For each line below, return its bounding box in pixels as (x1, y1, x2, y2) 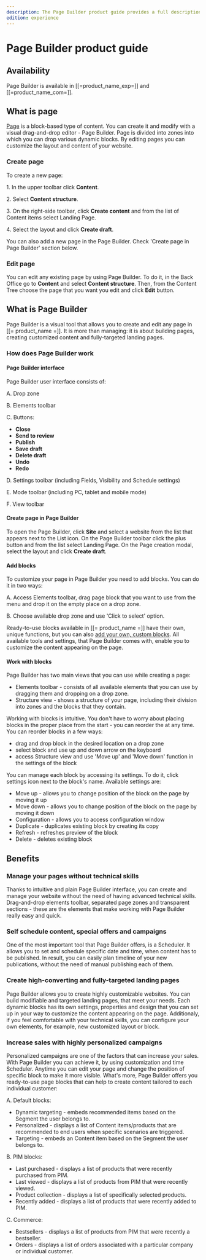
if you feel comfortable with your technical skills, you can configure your (6, 1016, 189, 1023)
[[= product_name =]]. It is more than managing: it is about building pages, (6, 327, 195, 334)
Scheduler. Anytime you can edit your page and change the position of (6, 1065, 185, 1073)
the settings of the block (15, 760, 77, 767)
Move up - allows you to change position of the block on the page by (15, 790, 189, 797)
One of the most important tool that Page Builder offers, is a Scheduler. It (6, 941, 190, 948)
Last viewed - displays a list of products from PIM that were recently (15, 1178, 188, 1186)
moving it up (15, 797, 47, 804)
